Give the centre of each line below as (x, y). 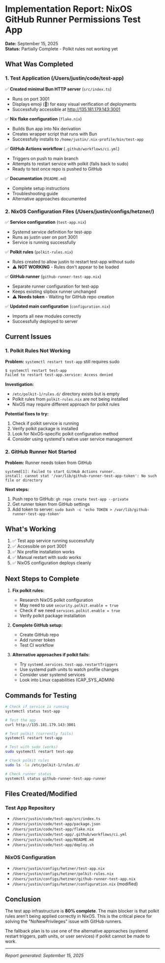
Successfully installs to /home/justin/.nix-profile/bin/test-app (78, 139)
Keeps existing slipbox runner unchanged (54, 292)
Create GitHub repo (39, 635)
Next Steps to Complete (42, 579)
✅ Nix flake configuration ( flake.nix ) (43, 118)
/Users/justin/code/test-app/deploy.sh (53, 845)
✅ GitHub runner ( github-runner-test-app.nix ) (53, 276)
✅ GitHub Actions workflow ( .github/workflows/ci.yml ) (62, 148)
